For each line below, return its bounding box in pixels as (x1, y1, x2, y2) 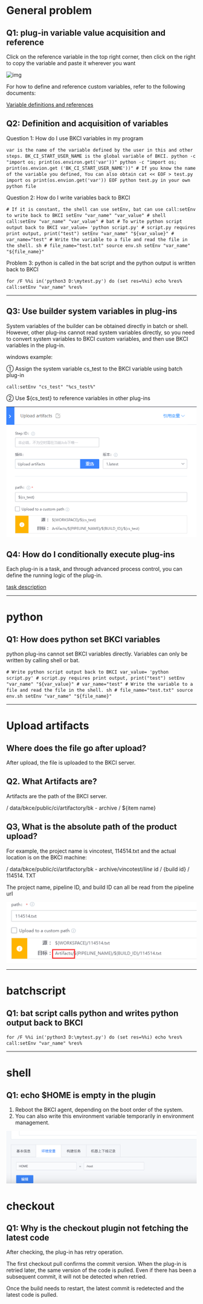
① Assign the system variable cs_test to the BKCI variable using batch (6, 365, 183, 372)
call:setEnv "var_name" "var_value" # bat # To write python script (6, 218, 182, 224)
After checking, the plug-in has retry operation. (6, 1248, 124, 1256)
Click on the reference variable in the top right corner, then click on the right (6, 53, 196, 60)
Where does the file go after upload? (6, 743, 147, 753)
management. (14, 1119, 50, 1126)
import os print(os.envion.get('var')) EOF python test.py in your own (6, 177, 190, 183)
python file (6, 183, 36, 189)
